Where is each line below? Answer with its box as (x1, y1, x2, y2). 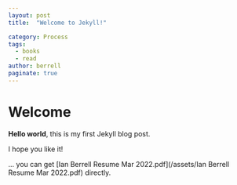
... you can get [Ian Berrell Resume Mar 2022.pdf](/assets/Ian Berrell (8, 159, 230, 169)
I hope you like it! (8, 144, 64, 154)
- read (15, 55, 37, 63)
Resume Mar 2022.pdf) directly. (8, 168, 111, 177)
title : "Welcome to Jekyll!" (8, 19, 108, 27)
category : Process (8, 33, 68, 41)
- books (15, 48, 41, 56)
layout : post (8, 11, 51, 20)
